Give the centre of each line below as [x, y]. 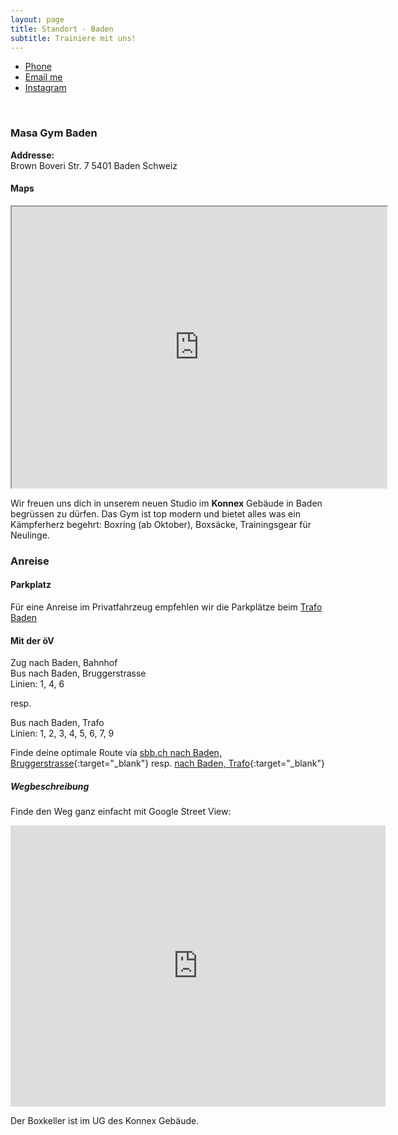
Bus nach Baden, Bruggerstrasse [78, 673]
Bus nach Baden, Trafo [57, 723]
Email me [43, 77]
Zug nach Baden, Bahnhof [64, 663]
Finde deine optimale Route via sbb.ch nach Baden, [116, 753]
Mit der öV [32, 640]
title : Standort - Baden [62, 29]
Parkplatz [31, 585]
